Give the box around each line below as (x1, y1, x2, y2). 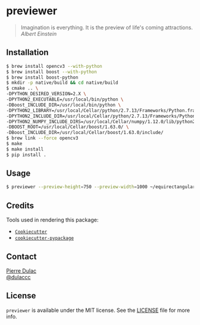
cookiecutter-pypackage (14, 235, 74, 242)
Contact (6, 251, 37, 261)
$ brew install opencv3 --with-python (6, 63, 102, 69)
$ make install (6, 146, 44, 152)
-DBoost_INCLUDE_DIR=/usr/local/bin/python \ (6, 102, 121, 108)
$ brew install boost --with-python (6, 68, 97, 75)
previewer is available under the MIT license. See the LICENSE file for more (6, 307, 190, 314)
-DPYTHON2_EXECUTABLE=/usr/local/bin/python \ (6, 96, 124, 102)
